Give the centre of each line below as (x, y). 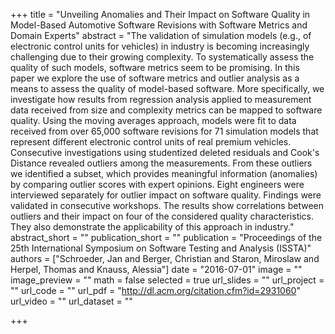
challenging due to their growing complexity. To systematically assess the (162, 57)
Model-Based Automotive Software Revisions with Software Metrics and (159, 25)
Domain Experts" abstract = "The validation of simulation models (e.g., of (161, 35)
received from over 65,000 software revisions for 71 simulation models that (164, 131)
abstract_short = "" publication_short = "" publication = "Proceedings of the (166, 237)
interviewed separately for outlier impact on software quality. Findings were (166, 195)
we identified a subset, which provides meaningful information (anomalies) (164, 173)
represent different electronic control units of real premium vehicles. (151, 142)
